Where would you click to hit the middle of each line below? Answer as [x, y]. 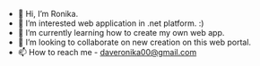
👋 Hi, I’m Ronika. [48, 14]
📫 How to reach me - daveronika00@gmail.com [107, 52]
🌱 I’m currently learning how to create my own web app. [121, 33]
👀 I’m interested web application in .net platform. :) [111, 23]
